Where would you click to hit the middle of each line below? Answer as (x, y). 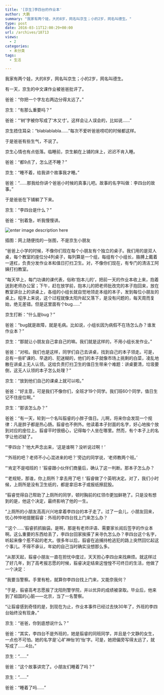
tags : (10, 55)
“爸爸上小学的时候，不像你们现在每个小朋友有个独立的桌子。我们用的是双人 (81, 251)
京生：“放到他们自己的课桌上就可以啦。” (44, 381)
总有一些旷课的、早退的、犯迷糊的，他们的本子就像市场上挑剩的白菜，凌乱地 (82, 358)
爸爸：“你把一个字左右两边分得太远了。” (44, 100)
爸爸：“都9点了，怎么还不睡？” (36, 162)
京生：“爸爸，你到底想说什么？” (37, 623)
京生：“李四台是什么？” (29, 210)
